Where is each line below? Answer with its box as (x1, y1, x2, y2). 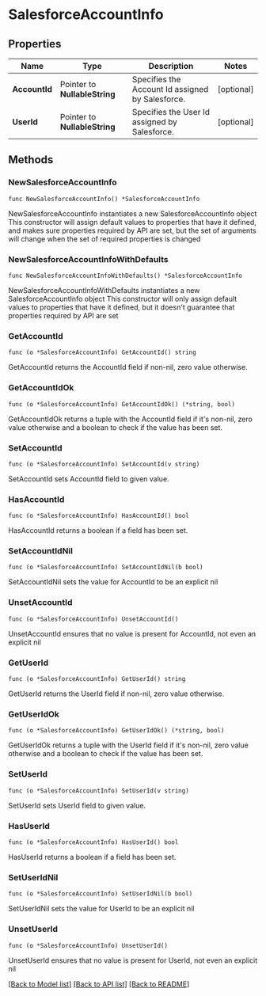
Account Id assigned (131, 84, 209, 94)
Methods (8, 153, 54, 167)
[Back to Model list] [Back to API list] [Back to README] (8, 979, 190, 989)
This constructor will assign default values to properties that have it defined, (8, 217, 257, 226)
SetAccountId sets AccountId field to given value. (8, 473, 169, 484)
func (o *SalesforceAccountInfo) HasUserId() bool (8, 838, 179, 846)
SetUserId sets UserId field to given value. (8, 800, 146, 810)
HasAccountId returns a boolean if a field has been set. (8, 526, 188, 535)
